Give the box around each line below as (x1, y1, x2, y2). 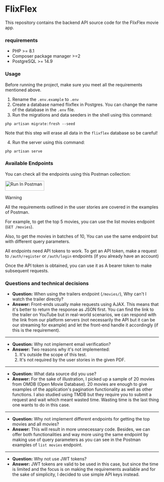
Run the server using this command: (12, 139, 85, 145)
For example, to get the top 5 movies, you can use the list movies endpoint (5, 219, 155, 224)
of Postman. (5, 209, 30, 215)
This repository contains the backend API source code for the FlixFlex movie (5, 20, 159, 25)
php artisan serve (5, 149, 42, 154)
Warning (5, 194, 22, 201)
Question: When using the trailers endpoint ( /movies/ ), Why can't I (12, 291, 146, 297)
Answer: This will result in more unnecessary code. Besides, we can (12, 426, 150, 432)
